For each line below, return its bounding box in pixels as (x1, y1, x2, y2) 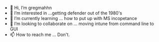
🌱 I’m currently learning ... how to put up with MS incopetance (9, 15, 137, 21)
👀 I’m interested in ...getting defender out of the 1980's (9, 10, 123, 16)
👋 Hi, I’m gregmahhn (9, 5, 52, 10)
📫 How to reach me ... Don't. (9, 31, 70, 37)
